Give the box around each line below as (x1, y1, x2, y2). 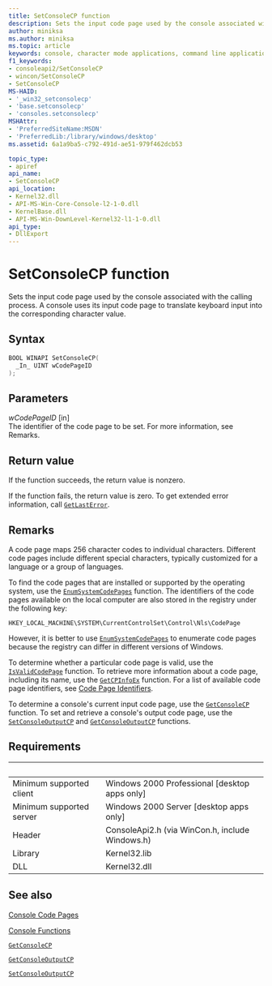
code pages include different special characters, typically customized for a (8, 553, 258, 563)
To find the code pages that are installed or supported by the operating (8, 577, 245, 587)
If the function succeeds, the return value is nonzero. (8, 475, 186, 485)
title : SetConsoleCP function (8, 11, 111, 20)
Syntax (8, 332, 45, 346)
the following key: (8, 603, 67, 613)
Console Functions (8, 925, 71, 935)
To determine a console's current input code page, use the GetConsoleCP (8, 699, 250, 709)
